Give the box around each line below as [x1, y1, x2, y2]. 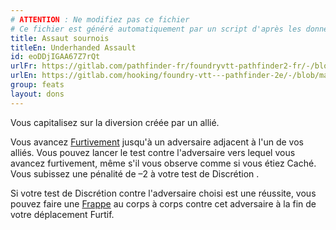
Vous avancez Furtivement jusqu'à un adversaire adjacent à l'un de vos [10, 136, 304, 148]
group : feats [10, 80, 65, 90]
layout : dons [10, 89, 65, 99]
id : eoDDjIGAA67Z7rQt [10, 52, 101, 62]
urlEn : [10, 71, 38, 81]
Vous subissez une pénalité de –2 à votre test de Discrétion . [10, 167, 260, 180]
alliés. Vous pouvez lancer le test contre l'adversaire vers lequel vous [10, 146, 296, 158]
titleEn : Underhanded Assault [10, 42, 137, 53]
